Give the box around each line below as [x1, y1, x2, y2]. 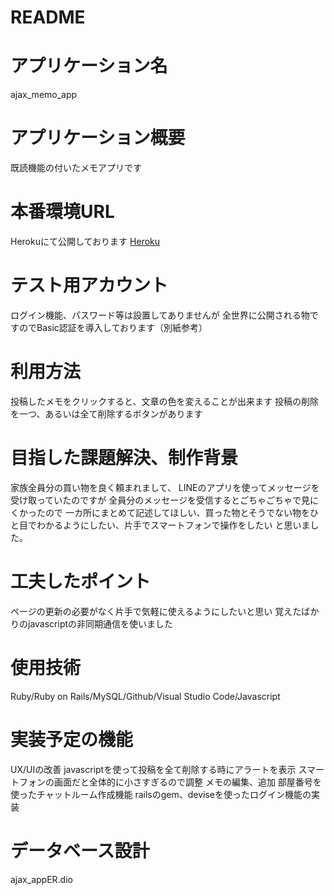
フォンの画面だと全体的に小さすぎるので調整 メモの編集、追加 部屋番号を [18, 776, 322, 788]
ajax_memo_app [10, 89, 78, 101]
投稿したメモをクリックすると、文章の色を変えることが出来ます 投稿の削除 [10, 395, 319, 407]
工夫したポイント [10, 571, 152, 593]
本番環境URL [10, 201, 115, 223]
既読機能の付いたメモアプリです [10, 162, 142, 174]
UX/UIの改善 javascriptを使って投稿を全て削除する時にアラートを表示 [10, 763, 297, 775]
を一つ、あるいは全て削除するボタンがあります [10, 407, 203, 420]
